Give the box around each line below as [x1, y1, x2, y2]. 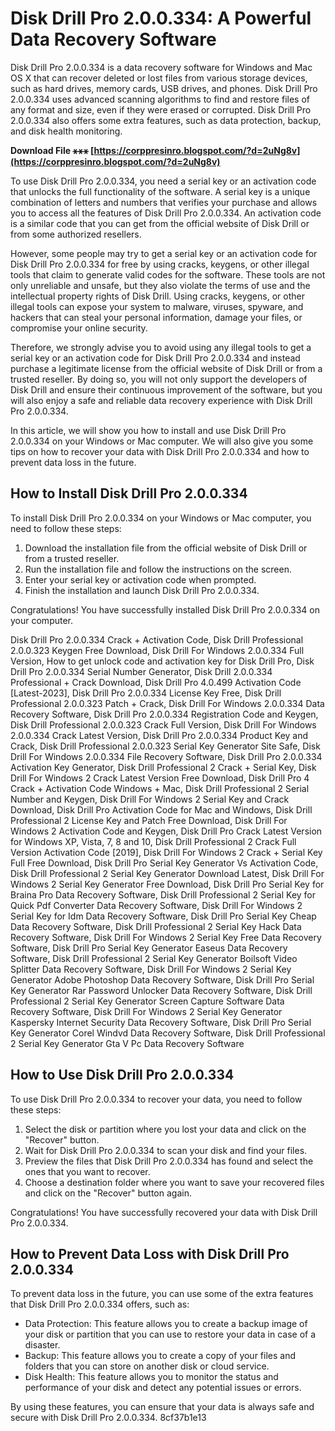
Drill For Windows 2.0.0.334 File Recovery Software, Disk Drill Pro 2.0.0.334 [10, 750, 323, 762]
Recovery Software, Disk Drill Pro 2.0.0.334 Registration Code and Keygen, [10, 708, 319, 720]
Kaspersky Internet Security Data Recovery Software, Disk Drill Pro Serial [10, 1016, 312, 1028]
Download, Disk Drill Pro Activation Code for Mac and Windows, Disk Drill [10, 803, 313, 816]
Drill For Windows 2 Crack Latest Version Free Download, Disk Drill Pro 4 [10, 772, 310, 784]
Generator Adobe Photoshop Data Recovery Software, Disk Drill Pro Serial [10, 973, 315, 986]
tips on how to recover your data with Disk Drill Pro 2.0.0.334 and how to [10, 445, 310, 457]
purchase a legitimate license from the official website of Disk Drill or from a [10, 362, 323, 374]
